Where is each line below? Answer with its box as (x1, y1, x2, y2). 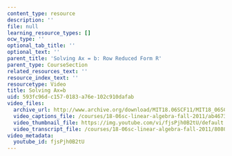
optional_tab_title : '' (7, 42, 76, 49)
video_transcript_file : (13, 126, 81, 133)
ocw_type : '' (7, 36, 45, 43)
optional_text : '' (7, 49, 60, 56)
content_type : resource (7, 10, 76, 17)
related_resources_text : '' (7, 68, 88, 75)
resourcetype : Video (7, 81, 67, 88)
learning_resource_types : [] (7, 29, 91, 37)
